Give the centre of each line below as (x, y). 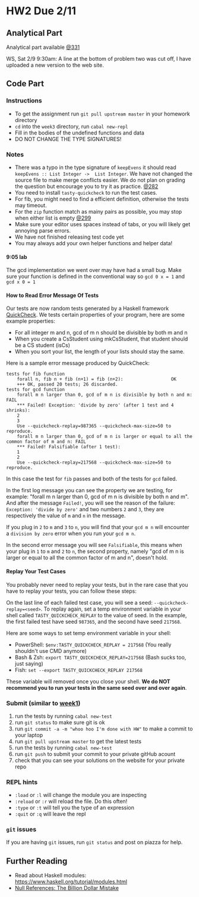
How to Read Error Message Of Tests (53, 295)
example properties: (31, 321)
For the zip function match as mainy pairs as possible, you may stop (98, 211)
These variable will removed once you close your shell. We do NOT (88, 681)
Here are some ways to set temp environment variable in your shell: (89, 633)
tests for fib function (36, 374)
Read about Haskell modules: (50, 876)
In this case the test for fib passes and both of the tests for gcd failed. (91, 479)
